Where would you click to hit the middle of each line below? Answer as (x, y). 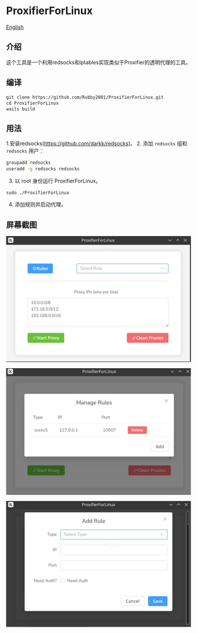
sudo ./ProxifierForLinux (38, 193)
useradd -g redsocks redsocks (43, 169)
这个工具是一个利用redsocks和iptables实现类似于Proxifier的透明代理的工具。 (98, 62)
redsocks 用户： (25, 151)
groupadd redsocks (28, 163)
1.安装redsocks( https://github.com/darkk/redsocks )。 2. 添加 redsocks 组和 (97, 144)
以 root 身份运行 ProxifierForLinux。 (58, 181)
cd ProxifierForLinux (33, 103)
